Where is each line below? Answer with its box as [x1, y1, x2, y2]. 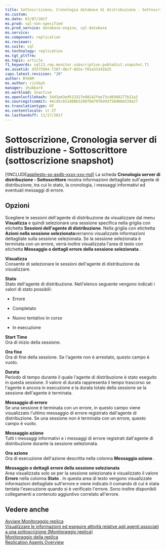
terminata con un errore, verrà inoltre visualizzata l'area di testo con [5, 240, 143, 247]
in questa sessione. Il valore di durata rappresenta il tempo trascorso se [5, 379, 151, 385]
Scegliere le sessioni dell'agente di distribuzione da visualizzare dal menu [5, 214, 155, 220]
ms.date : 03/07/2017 [5, 16, 48, 21]
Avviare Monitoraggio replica [5, 518, 64, 524]
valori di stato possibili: [5, 286, 52, 292]
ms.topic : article [5, 58, 43, 63]
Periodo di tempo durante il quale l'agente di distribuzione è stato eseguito [5, 374, 157, 380]
